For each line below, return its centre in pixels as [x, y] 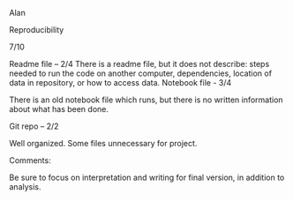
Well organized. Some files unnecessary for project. [103, 143]
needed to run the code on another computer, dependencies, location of [140, 73]
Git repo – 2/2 [34, 126]
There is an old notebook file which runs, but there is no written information [146, 100]
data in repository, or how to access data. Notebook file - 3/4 [120, 82]
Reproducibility [37, 30]
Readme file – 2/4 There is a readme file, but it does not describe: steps [139, 64]
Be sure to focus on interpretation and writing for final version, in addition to [147, 177]
